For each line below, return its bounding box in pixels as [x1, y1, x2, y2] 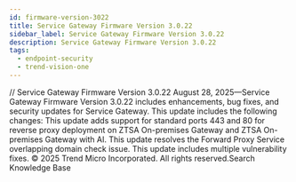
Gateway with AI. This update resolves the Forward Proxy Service [44, 134, 285, 145]
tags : [9, 46, 29, 55]
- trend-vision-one [17, 63, 90, 72]
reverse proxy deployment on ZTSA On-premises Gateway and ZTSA [9, 124, 262, 135]
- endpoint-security [17, 54, 93, 63]
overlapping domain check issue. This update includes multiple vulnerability [9, 143, 287, 154]
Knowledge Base [9, 162, 71, 173]
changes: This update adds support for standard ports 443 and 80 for [9, 115, 265, 125]
